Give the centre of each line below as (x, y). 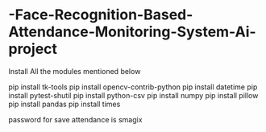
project (33, 49)
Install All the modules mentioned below (75, 71)
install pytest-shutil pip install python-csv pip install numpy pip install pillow (133, 95)
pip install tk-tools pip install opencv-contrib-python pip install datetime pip (133, 87)
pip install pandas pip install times (64, 104)
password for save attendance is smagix (75, 119)
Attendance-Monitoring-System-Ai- (132, 32)
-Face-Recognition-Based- (101, 15)
